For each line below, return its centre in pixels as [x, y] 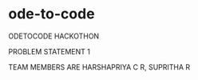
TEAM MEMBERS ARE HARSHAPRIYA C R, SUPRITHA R [99, 67]
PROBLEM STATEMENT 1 [49, 51]
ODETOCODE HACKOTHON [54, 36]
